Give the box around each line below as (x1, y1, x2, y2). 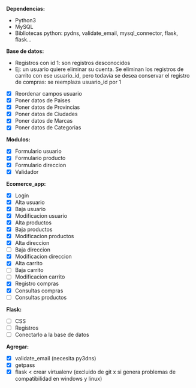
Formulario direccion (14, 161, 67, 168)
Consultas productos (14, 294, 67, 301)
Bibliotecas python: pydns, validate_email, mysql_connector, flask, (14, 29, 179, 37)
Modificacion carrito (14, 273, 65, 280)
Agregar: (6, 343, 29, 350)
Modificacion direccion (14, 253, 72, 260)
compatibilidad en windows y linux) (14, 375, 102, 382)
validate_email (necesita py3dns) (14, 354, 97, 362)
